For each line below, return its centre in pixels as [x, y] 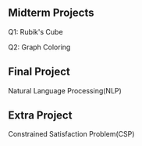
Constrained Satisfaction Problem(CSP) [71, 134]
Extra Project [40, 116]
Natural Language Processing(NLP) [65, 90]
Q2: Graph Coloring [39, 47]
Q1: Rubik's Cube [36, 31]
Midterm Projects [51, 13]
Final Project [39, 72]
